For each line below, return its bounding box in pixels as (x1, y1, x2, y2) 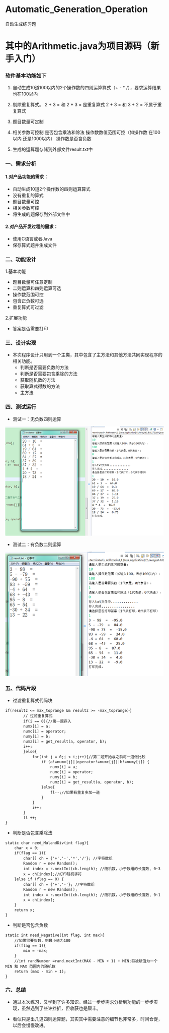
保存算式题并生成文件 (12, 242, 57, 248)
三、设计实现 (5, 339, 37, 346)
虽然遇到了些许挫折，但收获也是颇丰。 (21, 1005, 101, 1011)
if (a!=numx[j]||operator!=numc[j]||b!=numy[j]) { (41, 759, 150, 764)
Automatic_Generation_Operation (5, 4, 148, 15)
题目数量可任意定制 (12, 279, 53, 285)
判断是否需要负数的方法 (20, 364, 69, 371)
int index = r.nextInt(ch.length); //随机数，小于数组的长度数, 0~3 (23, 866, 161, 871)
